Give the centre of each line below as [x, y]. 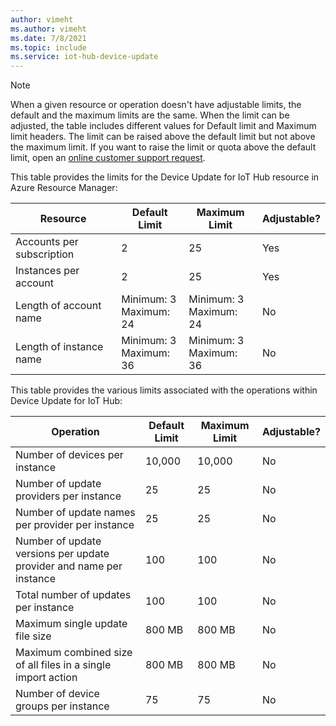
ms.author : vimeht [48, 29]
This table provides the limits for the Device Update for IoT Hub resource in [165, 177]
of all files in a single [63, 665]
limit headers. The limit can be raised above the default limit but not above [163, 137]
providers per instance [68, 496]
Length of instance [59, 347]
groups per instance [62, 706]
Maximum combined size [74, 653]
